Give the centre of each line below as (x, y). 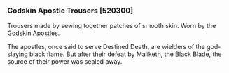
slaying (18, 54)
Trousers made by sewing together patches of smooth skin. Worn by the (112, 26)
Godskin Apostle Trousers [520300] (70, 11)
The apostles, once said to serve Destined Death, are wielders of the (106, 47)
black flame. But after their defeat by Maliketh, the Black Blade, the (125, 54)
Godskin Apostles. (34, 33)
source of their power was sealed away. (65, 62)
